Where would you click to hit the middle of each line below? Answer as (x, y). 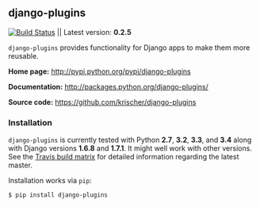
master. (21, 165)
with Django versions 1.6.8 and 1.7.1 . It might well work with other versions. (130, 148)
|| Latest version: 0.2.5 (94, 32)
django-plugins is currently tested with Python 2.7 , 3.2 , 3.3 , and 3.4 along (130, 140)
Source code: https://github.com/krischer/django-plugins (102, 102)
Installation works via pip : (50, 181)
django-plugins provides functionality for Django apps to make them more (129, 48)
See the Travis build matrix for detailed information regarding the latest (124, 157)
